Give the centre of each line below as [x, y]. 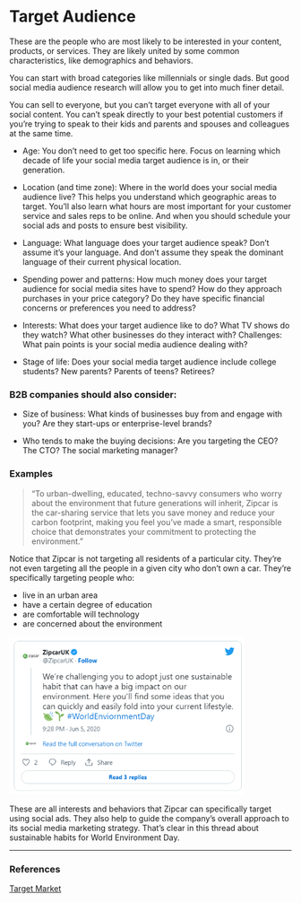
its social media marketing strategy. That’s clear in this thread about [134, 828]
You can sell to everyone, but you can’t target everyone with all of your [140, 104]
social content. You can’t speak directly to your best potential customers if [146, 114]
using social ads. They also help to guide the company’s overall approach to [149, 818]
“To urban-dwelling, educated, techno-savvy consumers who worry [156, 493]
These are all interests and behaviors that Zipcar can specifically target [140, 809]
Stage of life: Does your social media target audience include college [149, 362]
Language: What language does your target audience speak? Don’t [146, 242]
